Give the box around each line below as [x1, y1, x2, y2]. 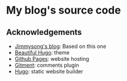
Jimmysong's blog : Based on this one [14, 43, 106, 50]
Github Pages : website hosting [14, 56, 90, 62]
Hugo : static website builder [14, 68, 84, 74]
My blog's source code [6, 4, 121, 17]
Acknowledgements [6, 27, 82, 37]
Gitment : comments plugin [14, 61, 80, 69]
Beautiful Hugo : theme [14, 49, 70, 56]
